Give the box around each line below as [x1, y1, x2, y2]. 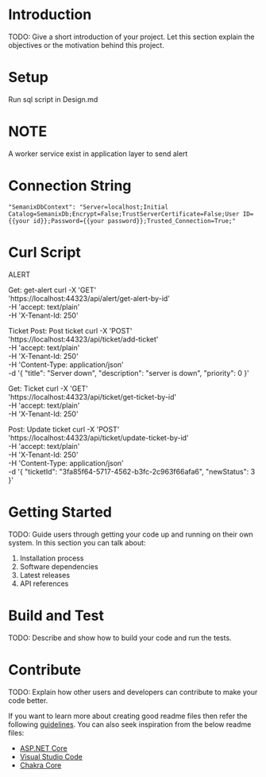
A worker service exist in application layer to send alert [8, 149, 188, 158]
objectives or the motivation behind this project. [8, 40, 164, 49]
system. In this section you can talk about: [8, 537, 146, 547]
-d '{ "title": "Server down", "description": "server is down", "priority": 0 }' [8, 368, 250, 377]
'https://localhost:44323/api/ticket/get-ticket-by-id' [8, 392, 177, 401]
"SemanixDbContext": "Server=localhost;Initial [8, 203, 169, 211]
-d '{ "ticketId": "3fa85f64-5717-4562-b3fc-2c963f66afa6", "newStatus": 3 [8, 467, 256, 476]
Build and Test [8, 607, 105, 624]
